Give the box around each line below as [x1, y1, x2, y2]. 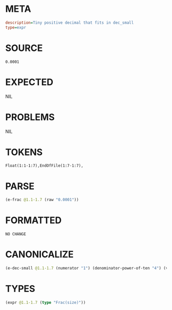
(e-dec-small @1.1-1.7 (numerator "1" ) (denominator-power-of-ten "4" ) [5, 266, 161, 271]
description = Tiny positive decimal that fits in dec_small [5, 20, 134, 25]
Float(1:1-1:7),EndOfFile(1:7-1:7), [5, 163, 83, 169]
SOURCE [5, 42, 43, 54]
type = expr [5, 25, 27, 30]
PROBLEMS [5, 111, 55, 123]
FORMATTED [5, 214, 62, 226]
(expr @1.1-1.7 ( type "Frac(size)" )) [5, 300, 86, 305]
